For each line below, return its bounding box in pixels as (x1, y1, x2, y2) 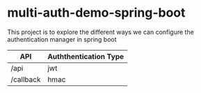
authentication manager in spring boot (7, 35, 117, 43)
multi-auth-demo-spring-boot (7, 5, 186, 21)
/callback (10, 74, 41, 84)
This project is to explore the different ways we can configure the (7, 28, 195, 36)
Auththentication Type (47, 51, 124, 61)
